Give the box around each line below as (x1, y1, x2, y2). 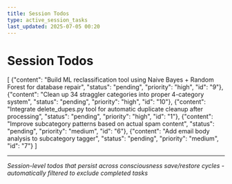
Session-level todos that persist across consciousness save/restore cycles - (7, 162, 224, 170)
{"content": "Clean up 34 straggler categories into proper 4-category (7, 91, 204, 99)
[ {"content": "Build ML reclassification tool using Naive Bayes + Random (7, 75, 214, 84)
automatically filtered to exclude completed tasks (7, 169, 148, 177)
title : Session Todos (7, 10, 70, 17)
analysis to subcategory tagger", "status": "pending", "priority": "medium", (7, 134, 219, 142)
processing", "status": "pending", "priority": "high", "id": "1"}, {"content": (7, 112, 213, 121)
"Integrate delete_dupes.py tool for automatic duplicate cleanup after (7, 105, 204, 113)
